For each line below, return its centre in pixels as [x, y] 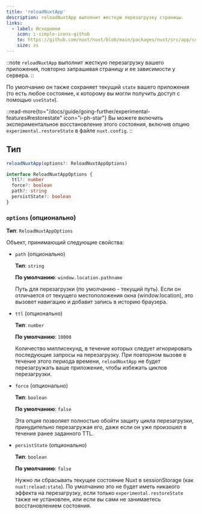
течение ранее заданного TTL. [54, 433]
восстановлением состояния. [53, 506]
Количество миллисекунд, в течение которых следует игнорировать [103, 348]
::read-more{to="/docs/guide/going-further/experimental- [78, 111]
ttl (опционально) [39, 314]
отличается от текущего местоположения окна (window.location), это [104, 296]
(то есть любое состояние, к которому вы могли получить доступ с [93, 93]
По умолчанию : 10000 [43, 337]
